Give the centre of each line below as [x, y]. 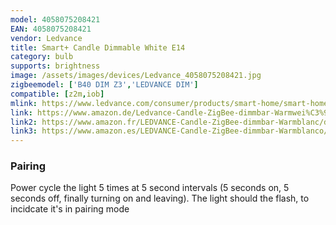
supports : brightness [55, 66]
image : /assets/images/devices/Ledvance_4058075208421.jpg [136, 76]
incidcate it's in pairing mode [70, 209]
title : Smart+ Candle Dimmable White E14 [98, 47]
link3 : [24, 131]
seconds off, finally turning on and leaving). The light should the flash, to [160, 198]
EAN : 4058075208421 [51, 29]
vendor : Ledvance [46, 38]
